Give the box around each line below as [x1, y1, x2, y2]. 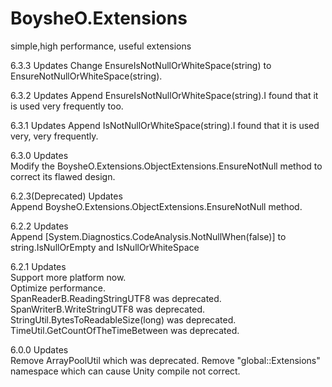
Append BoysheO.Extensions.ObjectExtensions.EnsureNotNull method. [10, 200, 303, 212]
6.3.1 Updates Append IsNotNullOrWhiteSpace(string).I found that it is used [10, 119, 320, 131]
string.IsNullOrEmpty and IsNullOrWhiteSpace [10, 241, 200, 253]
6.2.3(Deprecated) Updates [10, 190, 123, 202]
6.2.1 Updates [10, 260, 67, 272]
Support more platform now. [10, 271, 127, 283]
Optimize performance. [10, 282, 106, 294]
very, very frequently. [10, 130, 99, 142]
